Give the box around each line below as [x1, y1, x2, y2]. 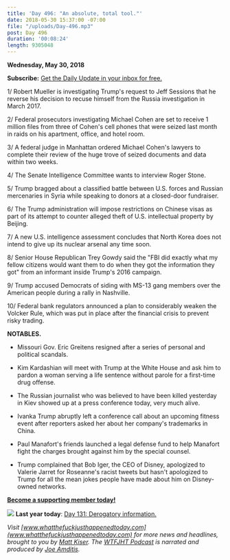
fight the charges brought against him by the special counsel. [16, 447, 191, 455]
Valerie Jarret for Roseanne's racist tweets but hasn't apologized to [16, 468, 208, 476]
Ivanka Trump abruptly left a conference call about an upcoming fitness [16, 412, 220, 420]
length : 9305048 [7, 42, 54, 49]
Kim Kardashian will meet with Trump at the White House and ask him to [16, 364, 221, 371]
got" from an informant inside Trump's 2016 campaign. [7, 268, 162, 276]
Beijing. [7, 220, 29, 227]
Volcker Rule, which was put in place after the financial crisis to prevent [7, 310, 209, 317]
